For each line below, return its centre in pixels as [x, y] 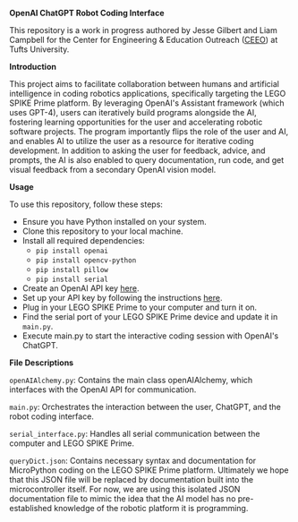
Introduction [33, 67]
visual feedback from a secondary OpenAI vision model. [113, 170]
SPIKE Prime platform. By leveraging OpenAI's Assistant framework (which [147, 103]
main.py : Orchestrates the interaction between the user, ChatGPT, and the [145, 407]
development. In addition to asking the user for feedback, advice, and [137, 150]
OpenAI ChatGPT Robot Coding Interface [87, 13]
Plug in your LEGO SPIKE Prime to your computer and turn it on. [140, 307]
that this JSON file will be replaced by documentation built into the [131, 479]
